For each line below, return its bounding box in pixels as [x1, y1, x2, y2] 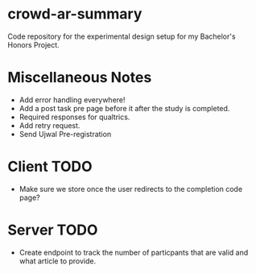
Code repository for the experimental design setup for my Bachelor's [7, 31, 236, 41]
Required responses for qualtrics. [19, 112, 130, 122]
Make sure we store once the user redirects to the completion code [19, 184, 243, 193]
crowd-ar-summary [7, 5, 142, 23]
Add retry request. [19, 120, 81, 130]
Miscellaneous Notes [7, 68, 152, 87]
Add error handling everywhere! [19, 94, 126, 105]
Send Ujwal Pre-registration [19, 129, 112, 139]
